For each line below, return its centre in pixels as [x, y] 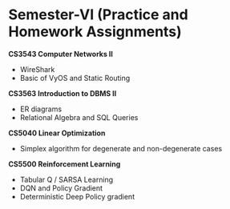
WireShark [37, 69]
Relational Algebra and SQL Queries [79, 117]
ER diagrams [41, 109]
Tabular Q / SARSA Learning [67, 179]
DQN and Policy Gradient [61, 188]
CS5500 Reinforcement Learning [65, 164]
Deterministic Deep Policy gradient [77, 196]
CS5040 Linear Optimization [57, 133]
